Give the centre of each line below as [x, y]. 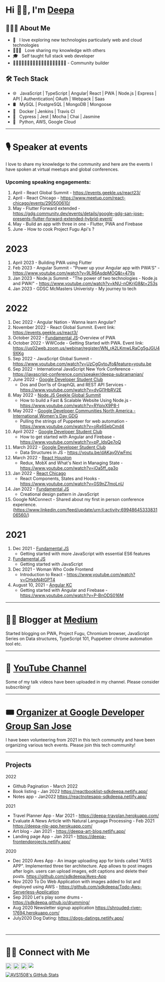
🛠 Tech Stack [27, 79]
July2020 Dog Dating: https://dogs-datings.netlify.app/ [68, 918]
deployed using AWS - [35, 887]
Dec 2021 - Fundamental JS [41, 548]
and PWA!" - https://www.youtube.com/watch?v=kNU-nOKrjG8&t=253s [85, 283]
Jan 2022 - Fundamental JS [41, 489]
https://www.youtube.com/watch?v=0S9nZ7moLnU [72, 483]
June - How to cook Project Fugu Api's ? [53, 229]
